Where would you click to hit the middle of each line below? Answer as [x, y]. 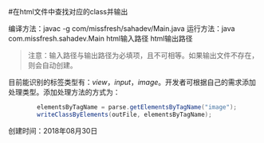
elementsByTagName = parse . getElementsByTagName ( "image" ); [137, 107]
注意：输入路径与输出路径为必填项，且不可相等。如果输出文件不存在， [143, 55]
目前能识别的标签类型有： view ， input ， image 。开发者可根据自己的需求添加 [132, 82]
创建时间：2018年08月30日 [53, 130]
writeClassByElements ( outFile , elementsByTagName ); [125, 114]
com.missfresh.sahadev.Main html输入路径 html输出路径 [100, 39]
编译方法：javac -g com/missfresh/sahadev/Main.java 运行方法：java [122, 29]
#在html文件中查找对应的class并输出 [68, 12]
